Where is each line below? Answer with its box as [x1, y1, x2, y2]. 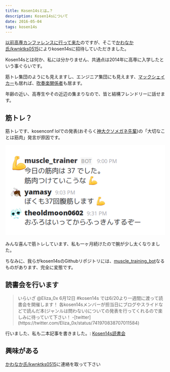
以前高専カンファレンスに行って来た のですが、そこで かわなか [5, 40, 134, 46]
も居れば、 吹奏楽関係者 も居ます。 [14, 80, 85, 86]
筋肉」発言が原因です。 [14, 135, 63, 141]
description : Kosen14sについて [5, 13, 69, 19]
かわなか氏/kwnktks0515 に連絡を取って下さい [5, 361, 101, 367]
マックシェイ [138, 74, 165, 80]
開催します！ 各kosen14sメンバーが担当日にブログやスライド [31, 301, 159, 307]
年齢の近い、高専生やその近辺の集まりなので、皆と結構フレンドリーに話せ [5, 91, 161, 97]
